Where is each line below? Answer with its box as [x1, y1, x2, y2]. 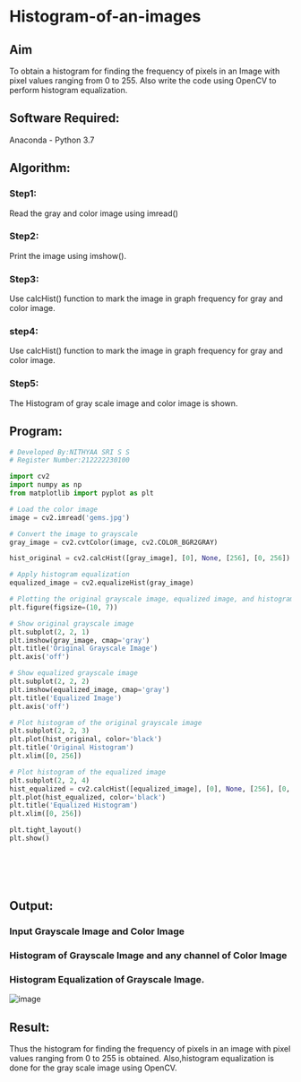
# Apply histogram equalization [9, 570, 130, 579]
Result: [9, 1019, 50, 1034]
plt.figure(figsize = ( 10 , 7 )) [9, 602, 118, 611]
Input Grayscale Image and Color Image [9, 925, 185, 938]
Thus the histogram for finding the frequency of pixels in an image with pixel [9, 1043, 291, 1054]
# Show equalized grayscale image [9, 669, 139, 678]
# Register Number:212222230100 [9, 455, 130, 465]
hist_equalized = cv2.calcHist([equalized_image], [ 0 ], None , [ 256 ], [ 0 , [9, 784, 291, 793]
